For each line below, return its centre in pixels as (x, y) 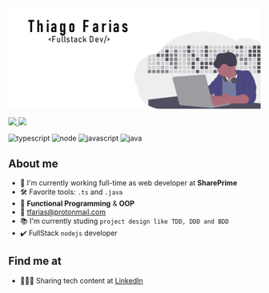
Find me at (35, 261)
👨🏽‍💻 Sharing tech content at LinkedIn (81, 280)
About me (33, 163)
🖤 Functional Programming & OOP (77, 204)
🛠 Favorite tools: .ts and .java (71, 192)
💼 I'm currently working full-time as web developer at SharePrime (128, 183)
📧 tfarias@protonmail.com (63, 212)
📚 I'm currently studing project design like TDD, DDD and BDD (124, 221)
